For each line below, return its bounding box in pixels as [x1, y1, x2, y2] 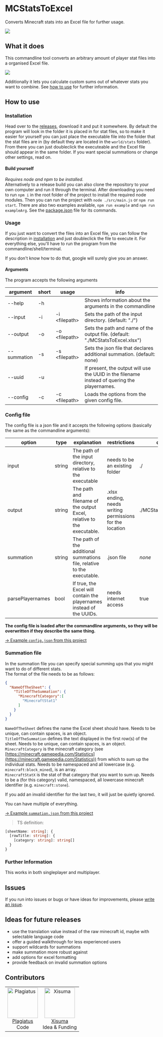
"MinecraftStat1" [22, 698, 57, 704]
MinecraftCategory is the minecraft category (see [5, 746, 103, 752]
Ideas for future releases [5, 916, 81, 924]
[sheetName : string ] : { [5, 829, 53, 834]
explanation [73, 439, 102, 446]
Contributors [5, 973, 45, 982]
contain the [72, 593, 98, 599]
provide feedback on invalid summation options [12, 959, 107, 965]
